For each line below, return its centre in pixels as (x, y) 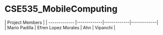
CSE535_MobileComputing (61, 9)
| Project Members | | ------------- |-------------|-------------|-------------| (81, 22)
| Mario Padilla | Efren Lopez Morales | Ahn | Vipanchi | (60, 27)
